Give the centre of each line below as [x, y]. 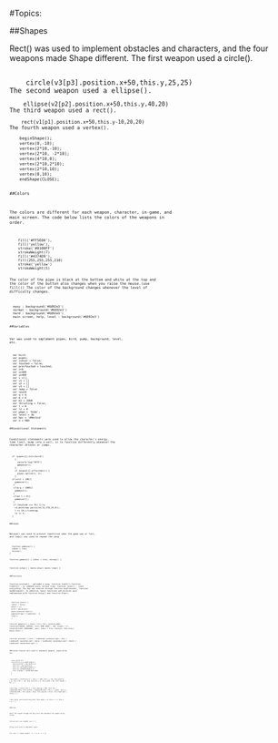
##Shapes [29, 31]
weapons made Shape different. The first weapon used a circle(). [131, 58]
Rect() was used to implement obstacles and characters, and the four [139, 48]
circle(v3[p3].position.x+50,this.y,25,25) [109, 83]
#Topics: [26, 13]
